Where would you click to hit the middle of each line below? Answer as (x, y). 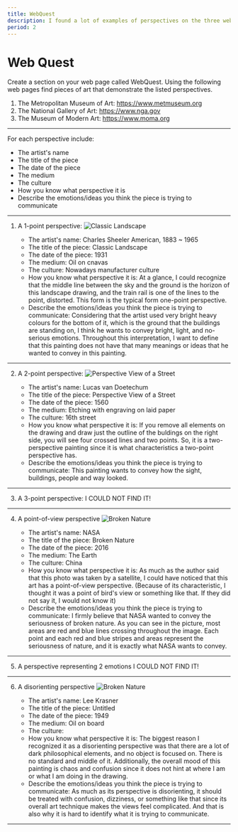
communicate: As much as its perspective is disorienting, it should (125, 791)
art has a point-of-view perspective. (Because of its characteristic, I (127, 586)
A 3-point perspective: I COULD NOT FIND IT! (84, 498)
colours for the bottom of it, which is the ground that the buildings (124, 323)
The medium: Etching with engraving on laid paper (102, 410)
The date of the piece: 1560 (68, 402)
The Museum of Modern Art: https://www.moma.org (93, 119)
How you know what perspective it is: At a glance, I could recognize (127, 277)
